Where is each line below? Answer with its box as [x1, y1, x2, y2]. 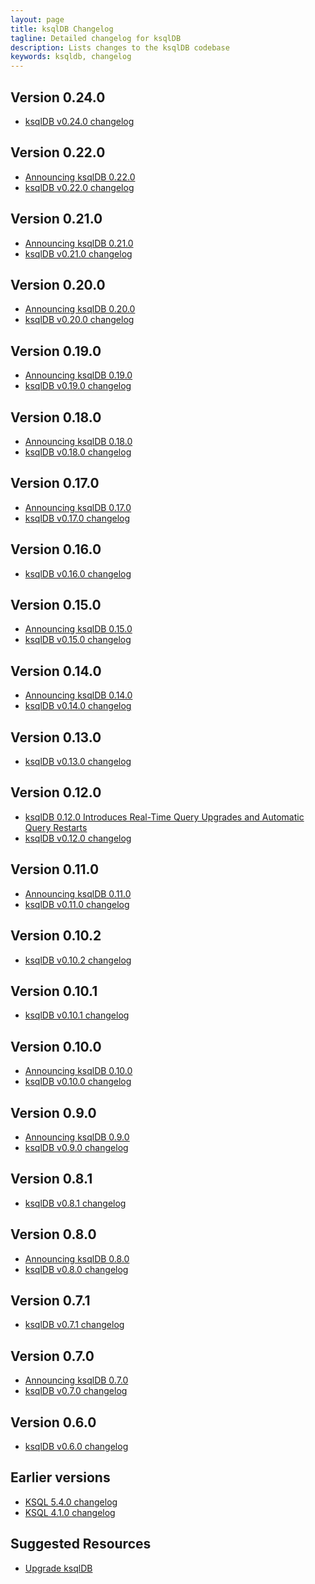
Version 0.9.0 [10, 1104, 97, 1121]
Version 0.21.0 [10, 211, 103, 228]
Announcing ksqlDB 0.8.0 [24, 1252, 130, 1265]
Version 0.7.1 [10, 1292, 91, 1309]
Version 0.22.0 [10, 144, 106, 161]
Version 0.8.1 [10, 1171, 93, 1188]
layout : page [10, 14, 65, 25]
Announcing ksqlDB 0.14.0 [24, 689, 133, 701]
